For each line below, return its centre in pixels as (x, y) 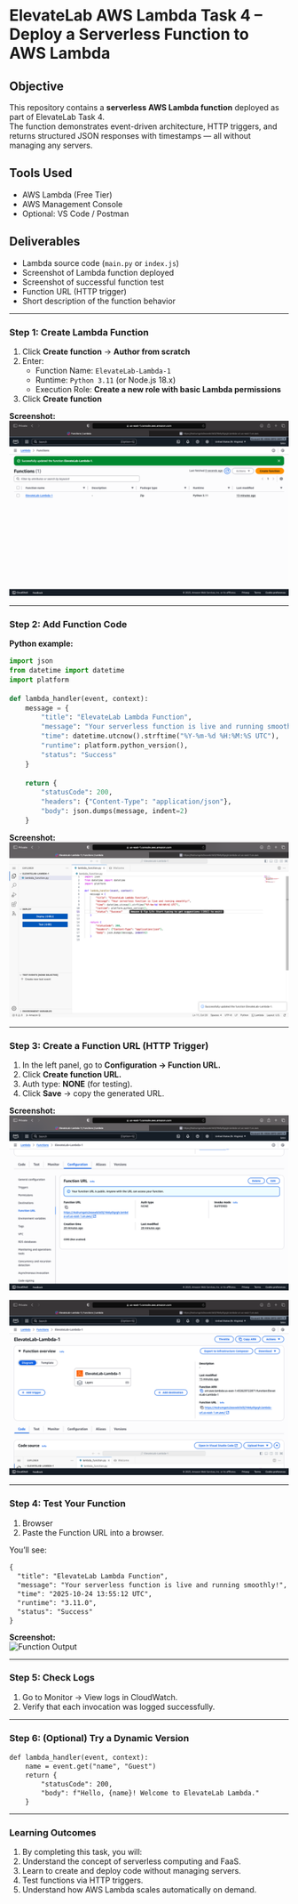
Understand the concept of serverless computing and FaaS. (131, 1861)
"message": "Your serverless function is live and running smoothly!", (153, 1585)
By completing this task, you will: (82, 1852)
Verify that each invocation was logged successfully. (118, 1706)
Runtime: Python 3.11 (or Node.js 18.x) (106, 380)
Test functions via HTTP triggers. (82, 1880)
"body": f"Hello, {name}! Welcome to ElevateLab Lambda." (150, 1794)
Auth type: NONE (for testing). (77, 1084)
